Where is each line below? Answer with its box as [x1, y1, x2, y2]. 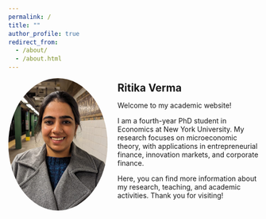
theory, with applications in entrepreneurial [118, 142, 258, 151]
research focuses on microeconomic [118, 133, 237, 143]
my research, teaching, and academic [118, 182, 241, 192]
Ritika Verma [118, 81, 183, 95]
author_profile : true [8, 29, 80, 37]
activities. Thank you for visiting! [118, 191, 224, 201]
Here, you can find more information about [118, 174, 256, 183]
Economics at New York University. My [118, 124, 245, 135]
